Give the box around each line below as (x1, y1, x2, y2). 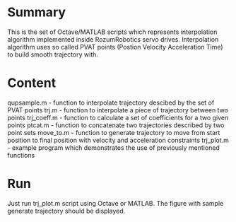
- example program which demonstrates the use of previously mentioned (7, 143, 220, 152)
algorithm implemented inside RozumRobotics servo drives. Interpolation (7, 35, 219, 43)
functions (7, 151, 35, 159)
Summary (7, 4, 66, 21)
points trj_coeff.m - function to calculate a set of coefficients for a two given (7, 113, 229, 122)
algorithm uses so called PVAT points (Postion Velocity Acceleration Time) (7, 42, 224, 51)
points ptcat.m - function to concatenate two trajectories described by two (7, 121, 225, 129)
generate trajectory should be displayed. (7, 206, 126, 215)
